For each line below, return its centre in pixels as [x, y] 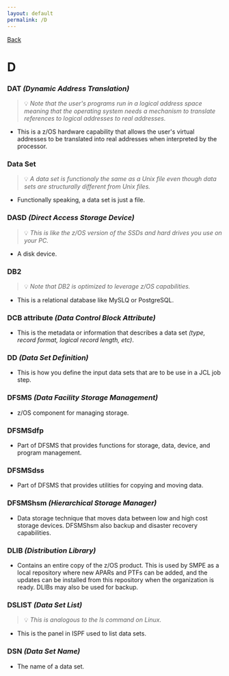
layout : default [30, 13]
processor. [32, 146]
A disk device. [37, 254]
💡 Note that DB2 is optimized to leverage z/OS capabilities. [107, 286]
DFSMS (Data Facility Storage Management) [83, 398]
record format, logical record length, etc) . [76, 340]
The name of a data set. [51, 666]
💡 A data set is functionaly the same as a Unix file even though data [120, 179]
